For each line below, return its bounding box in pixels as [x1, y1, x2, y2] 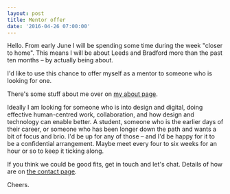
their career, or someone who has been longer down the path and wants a [7, 125, 217, 134]
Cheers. [7, 181, 30, 189]
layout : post [7, 10, 45, 17]
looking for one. [7, 77, 52, 85]
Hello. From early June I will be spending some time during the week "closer [7, 42, 223, 50]
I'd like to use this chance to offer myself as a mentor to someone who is [7, 69, 213, 77]
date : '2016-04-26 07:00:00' [7, 23, 91, 29]
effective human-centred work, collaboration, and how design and [7, 110, 194, 119]
